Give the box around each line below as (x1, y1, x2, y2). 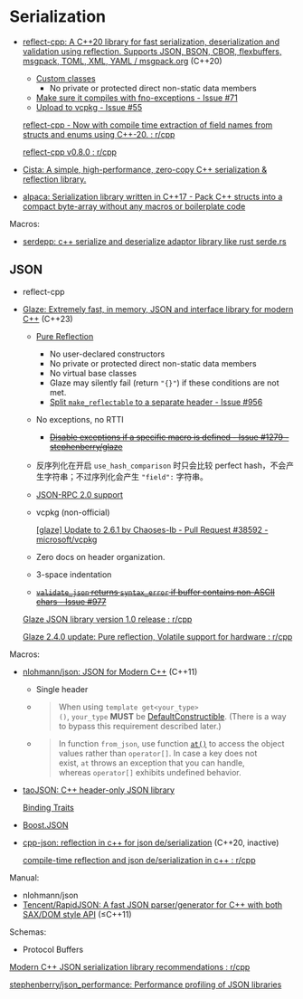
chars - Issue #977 (35, 595, 107, 607)
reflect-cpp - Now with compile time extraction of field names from (22, 119, 273, 130)
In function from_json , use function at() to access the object (58, 737, 285, 748)
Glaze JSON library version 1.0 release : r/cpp (22, 614, 193, 624)
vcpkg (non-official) (35, 507, 110, 518)
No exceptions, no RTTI (35, 414, 124, 424)
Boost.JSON (22, 819, 69, 830)
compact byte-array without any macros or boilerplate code (22, 201, 246, 212)
